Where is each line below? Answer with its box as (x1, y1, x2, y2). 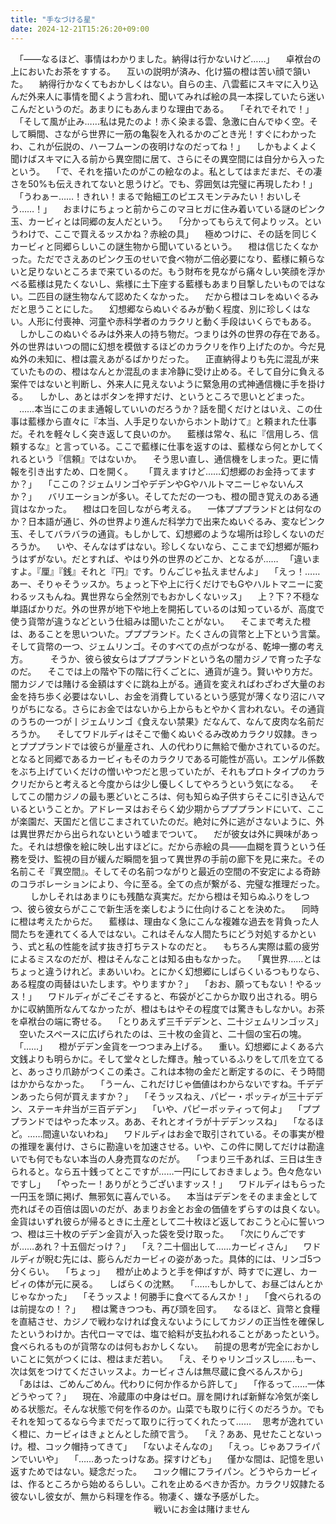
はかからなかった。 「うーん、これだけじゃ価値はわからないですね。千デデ (10, 1077, 324, 1090)
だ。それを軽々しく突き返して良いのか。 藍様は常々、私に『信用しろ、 (10, 427, 310, 440)
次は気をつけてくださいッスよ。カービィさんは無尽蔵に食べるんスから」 (10, 1365, 308, 1377)
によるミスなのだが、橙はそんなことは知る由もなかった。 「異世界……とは (10, 952, 322, 965)
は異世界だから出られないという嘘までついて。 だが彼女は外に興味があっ (10, 827, 320, 840)
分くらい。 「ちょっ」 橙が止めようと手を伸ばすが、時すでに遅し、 (10, 1265, 300, 1277)
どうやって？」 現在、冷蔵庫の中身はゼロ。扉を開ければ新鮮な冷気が (10, 1390, 302, 1402)
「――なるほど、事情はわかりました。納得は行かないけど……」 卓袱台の (18, 52, 322, 65)
